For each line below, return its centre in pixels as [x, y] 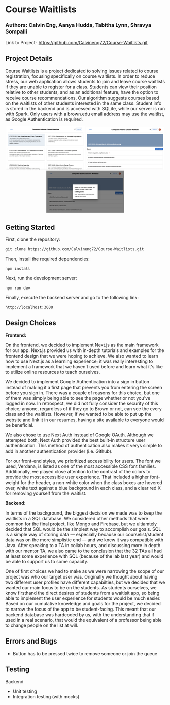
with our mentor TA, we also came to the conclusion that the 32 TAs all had [84, 551]
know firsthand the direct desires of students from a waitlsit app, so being [82, 593]
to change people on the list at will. [42, 625]
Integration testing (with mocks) [46, 697]
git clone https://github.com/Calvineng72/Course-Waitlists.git [75, 249]
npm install [18, 268]
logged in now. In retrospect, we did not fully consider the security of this [82, 403]
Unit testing [25, 691]
